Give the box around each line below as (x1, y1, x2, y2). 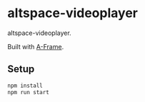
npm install (7, 82, 43, 89)
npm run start (7, 88, 50, 96)
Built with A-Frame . (7, 42, 64, 51)
